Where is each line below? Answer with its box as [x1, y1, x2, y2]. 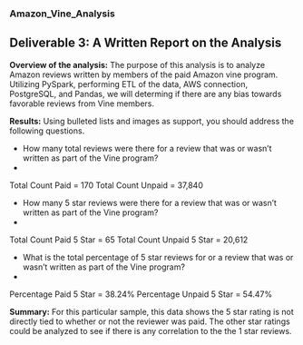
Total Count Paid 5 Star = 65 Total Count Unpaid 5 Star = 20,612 [9, 234, 249, 245]
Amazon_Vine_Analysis [9, 7, 115, 20]
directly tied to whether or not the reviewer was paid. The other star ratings [9, 316, 290, 327]
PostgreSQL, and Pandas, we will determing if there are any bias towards [9, 88, 282, 99]
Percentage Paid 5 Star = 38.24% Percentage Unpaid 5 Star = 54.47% [9, 289, 273, 300]
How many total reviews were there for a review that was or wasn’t [22, 143, 272, 153]
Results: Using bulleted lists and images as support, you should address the [9, 115, 295, 126]
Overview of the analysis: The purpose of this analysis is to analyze [9, 59, 266, 70]
